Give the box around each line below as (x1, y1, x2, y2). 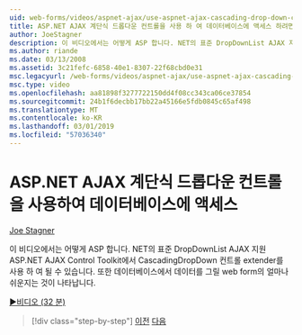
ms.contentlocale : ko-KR (9, 113, 102, 122)
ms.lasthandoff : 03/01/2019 (9, 122, 115, 131)
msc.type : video (9, 80, 70, 89)
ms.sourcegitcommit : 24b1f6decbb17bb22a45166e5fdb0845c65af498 (9, 96, 252, 106)
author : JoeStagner (9, 30, 83, 39)
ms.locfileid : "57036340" (9, 131, 106, 140)
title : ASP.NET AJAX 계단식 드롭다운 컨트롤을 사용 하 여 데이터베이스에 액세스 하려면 (9, 22, 295, 31)
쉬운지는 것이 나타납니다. (9, 276, 96, 288)
